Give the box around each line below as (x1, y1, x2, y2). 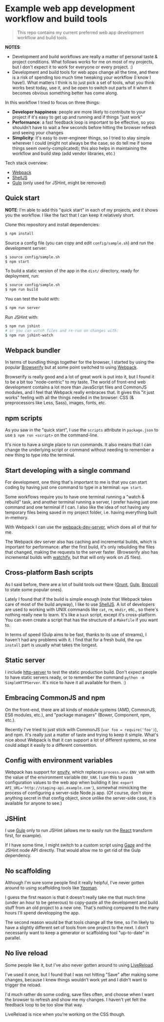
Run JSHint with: (5, 314, 39, 320)
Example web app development (5, 3, 135, 14)
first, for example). (5, 833, 42, 839)
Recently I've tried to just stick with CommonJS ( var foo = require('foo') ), (5, 726, 158, 732)
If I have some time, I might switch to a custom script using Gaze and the (5, 842, 151, 848)
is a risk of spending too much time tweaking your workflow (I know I (12, 74, 151, 80)
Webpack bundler (5, 347, 61, 355)
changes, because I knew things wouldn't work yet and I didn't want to (5, 977, 147, 982)
